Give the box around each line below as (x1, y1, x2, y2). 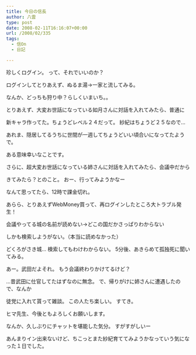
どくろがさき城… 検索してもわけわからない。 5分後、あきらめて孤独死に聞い (6, 245, 190, 252)
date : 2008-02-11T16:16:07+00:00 (6, 25, 88, 31)
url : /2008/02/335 (6, 31, 51, 36)
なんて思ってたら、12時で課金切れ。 (6, 188, 93, 195)
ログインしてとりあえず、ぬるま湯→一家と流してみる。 (6, 81, 139, 88)
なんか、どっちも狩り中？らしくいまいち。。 (6, 93, 111, 100)
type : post (6, 19, 33, 25)
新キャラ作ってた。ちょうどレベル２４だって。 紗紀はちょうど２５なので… (6, 119, 186, 126)
